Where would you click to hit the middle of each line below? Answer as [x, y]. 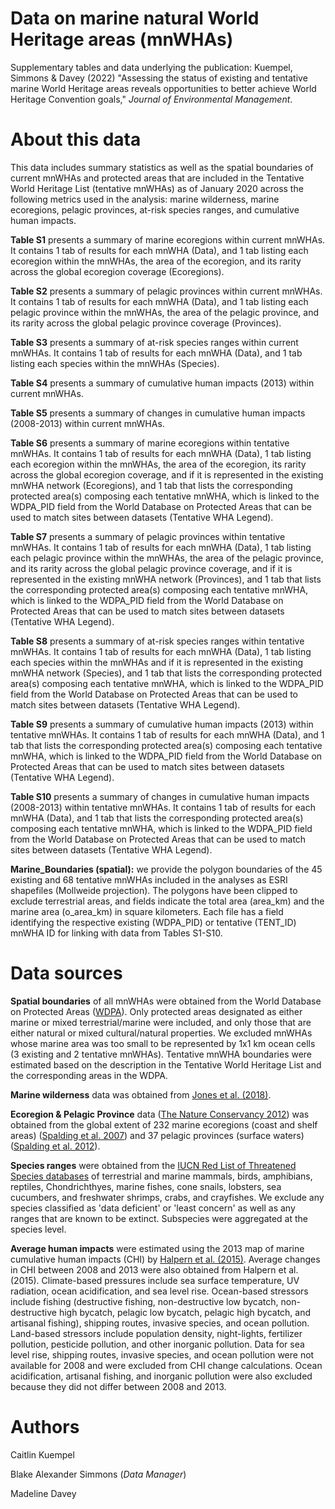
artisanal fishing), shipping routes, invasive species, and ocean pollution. [160, 1323]
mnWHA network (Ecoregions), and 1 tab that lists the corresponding [151, 485]
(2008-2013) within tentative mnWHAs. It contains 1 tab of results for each [163, 807]
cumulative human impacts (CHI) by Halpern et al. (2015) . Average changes [165, 1259]
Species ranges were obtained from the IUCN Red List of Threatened [153, 1165]
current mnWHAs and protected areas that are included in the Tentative [157, 178]
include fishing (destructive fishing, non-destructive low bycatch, [144, 1301]
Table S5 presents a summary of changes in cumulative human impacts [158, 413]
